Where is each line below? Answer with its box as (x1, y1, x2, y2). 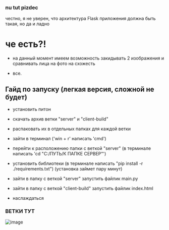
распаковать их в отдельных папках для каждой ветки (12, 126, 131, 132)
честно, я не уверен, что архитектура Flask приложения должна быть (5, 16, 156, 22)
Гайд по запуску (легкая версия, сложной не (5, 85, 155, 93)
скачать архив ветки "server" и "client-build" (12, 116, 108, 122)
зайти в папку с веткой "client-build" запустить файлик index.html (12, 186, 154, 192)
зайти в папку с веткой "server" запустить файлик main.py (12, 176, 138, 182)
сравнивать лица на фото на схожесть (12, 61, 96, 67)
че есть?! (5, 38, 46, 50)
